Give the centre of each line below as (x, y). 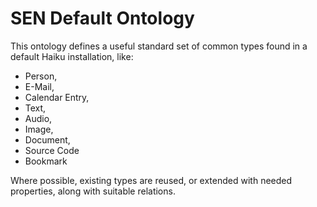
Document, (47, 139)
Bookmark (46, 161)
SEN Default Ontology (102, 18)
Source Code (52, 150)
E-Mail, (39, 86)
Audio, (38, 118)
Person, (41, 76)
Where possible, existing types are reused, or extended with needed (151, 180)
